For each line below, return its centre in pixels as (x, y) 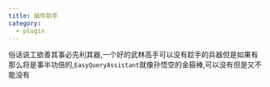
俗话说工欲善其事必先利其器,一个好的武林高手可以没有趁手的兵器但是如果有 (133, 55)
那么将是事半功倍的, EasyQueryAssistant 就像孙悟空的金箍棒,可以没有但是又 (131, 64)
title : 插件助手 (33, 16)
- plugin (30, 31)
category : (25, 23)
